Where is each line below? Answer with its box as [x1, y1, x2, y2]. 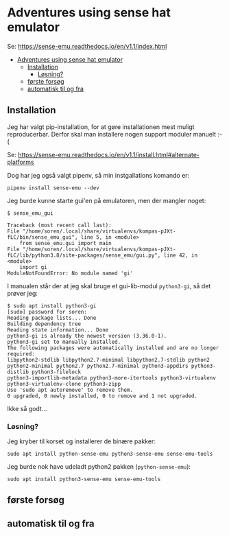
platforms [7, 158, 34, 166]
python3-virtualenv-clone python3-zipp [7, 380, 121, 387]
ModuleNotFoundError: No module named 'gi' [7, 270, 134, 277]
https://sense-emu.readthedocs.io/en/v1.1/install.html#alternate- [18, 150, 200, 159]
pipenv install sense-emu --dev [7, 184, 99, 191]
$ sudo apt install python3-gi [7, 302, 97, 310]
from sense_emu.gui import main [19, 240, 112, 246]
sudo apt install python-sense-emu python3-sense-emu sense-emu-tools [7, 451, 213, 458]
